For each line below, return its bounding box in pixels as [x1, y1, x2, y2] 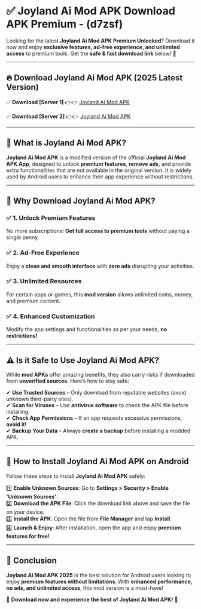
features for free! [6, 532, 50, 540]
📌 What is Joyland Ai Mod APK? [6, 138, 127, 148]
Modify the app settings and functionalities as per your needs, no [6, 326, 167, 333]
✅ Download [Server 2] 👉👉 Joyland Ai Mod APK [6, 113, 131, 120]
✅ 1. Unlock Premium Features [6, 214, 96, 222]
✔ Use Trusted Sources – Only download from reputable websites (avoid [6, 389, 187, 396]
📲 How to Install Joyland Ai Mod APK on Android [6, 456, 190, 466]
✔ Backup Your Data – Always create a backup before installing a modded [6, 427, 191, 434]
